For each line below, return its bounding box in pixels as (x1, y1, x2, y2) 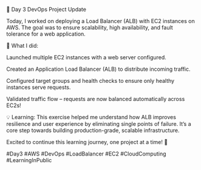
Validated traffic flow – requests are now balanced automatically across (6, 96, 185, 102)
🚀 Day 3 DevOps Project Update (6, 6, 87, 13)
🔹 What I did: (6, 42, 38, 49)
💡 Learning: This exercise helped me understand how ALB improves (6, 114, 176, 120)
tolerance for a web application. (6, 30, 86, 38)
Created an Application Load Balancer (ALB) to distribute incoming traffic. (6, 65, 191, 73)
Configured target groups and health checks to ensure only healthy (6, 77, 175, 84)
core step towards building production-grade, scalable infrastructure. (6, 127, 180, 134)
